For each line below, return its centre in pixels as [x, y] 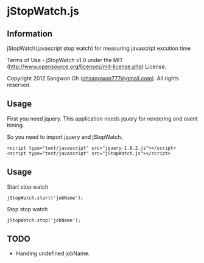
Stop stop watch [27, 209]
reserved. [19, 85]
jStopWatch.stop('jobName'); [44, 220]
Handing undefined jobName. [53, 253]
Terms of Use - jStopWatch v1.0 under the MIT [65, 60]
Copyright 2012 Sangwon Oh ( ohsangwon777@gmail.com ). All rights [93, 78]
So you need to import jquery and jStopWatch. [65, 137]
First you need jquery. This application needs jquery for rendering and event [103, 118]
